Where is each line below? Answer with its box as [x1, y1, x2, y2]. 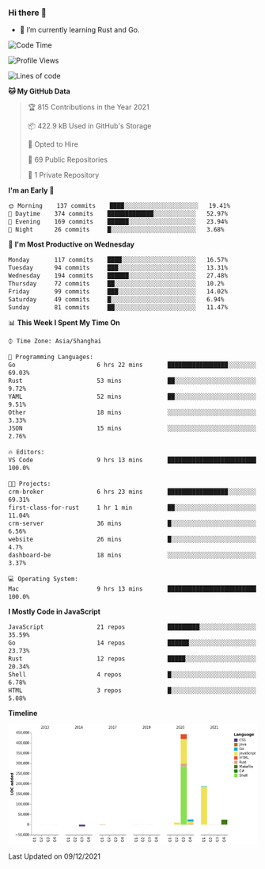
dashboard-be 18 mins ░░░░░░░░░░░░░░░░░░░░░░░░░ [8, 551, 257, 560]
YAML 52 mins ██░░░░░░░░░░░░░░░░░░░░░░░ [8, 392, 257, 401]
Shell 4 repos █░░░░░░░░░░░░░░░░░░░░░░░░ [8, 671, 257, 679]
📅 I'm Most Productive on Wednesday [8, 239, 134, 249]
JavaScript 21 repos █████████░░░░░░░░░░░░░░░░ [8, 623, 257, 631]
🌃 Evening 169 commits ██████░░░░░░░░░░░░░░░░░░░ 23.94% [8, 218, 228, 226]
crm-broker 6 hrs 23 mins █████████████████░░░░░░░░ [8, 488, 257, 496]
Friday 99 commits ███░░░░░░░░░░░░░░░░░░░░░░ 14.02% [8, 288, 228, 296]
